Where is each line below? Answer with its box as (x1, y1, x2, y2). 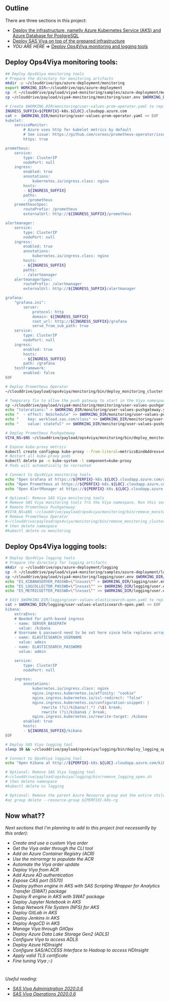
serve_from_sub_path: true (32, 323, 89, 328)
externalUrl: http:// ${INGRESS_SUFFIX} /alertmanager (23, 286, 136, 292)
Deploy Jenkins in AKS (12, 915, 60, 921)
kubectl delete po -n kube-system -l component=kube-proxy (5, 459, 132, 464)
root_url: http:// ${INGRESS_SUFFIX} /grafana (32, 319, 127, 324)
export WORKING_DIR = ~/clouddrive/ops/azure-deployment (5, 85, 123, 90)
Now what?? (5, 811, 45, 820)
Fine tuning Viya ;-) (12, 958, 53, 964)
